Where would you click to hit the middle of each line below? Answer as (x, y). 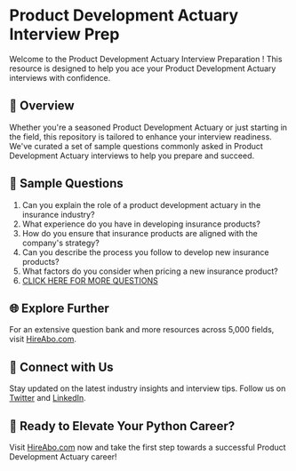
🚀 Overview (42, 106)
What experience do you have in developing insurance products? (141, 224)
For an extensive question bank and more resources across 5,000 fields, (142, 330)
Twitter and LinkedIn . (48, 398)
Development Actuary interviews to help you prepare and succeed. (132, 156)
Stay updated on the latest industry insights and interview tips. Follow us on (148, 388)
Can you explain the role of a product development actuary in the (141, 204)
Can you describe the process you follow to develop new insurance (145, 252)
